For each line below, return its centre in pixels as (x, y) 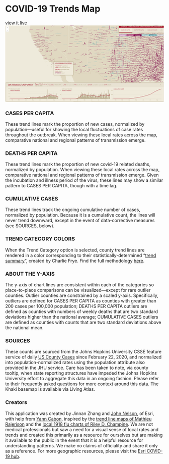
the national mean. (24, 328)
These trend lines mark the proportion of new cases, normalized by (75, 124)
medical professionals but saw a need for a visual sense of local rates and (82, 429)
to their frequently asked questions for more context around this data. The (82, 384)
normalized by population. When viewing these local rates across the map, (82, 170)
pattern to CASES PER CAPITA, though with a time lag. (61, 186)
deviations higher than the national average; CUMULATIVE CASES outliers (82, 317)
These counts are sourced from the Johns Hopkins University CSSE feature (83, 352)
